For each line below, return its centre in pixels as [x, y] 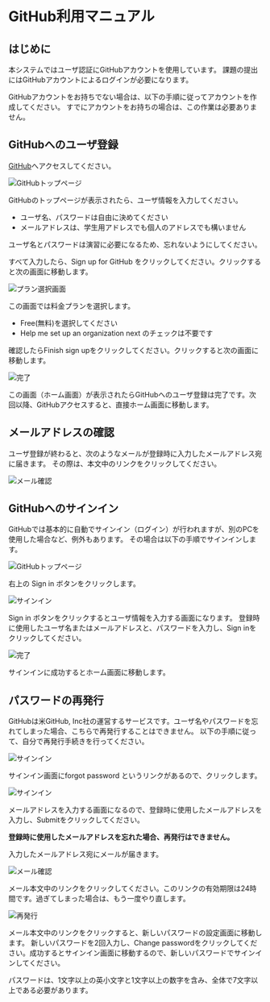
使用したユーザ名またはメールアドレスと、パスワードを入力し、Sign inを [135, 628]
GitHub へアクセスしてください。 [62, 165]
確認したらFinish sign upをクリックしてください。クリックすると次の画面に [134, 350]
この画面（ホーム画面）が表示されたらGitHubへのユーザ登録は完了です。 [129, 394]
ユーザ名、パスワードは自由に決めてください [94, 217]
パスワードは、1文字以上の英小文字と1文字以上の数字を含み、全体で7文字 [130, 980]
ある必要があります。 [57, 990]
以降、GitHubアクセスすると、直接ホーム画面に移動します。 [114, 405]
